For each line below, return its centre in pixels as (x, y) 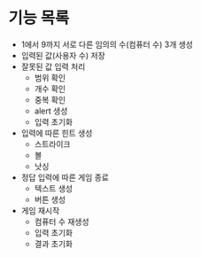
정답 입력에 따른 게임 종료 (65, 177)
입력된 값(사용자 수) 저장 (63, 55)
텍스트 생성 (53, 188)
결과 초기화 (53, 244)
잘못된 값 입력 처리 (53, 66)
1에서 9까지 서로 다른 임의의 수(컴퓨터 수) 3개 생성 (107, 44)
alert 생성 (51, 111)
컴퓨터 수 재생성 (62, 222)
